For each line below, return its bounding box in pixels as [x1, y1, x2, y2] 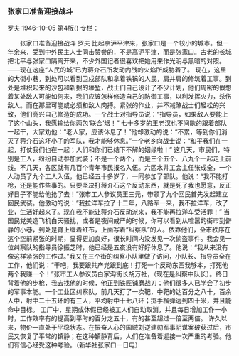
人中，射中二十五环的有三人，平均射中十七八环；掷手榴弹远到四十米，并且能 [7, 296, 232, 305]
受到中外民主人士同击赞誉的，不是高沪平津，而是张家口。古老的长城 [31, 48, 232, 56]
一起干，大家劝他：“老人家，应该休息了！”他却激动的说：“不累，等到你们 [7, 128, 222, 136]
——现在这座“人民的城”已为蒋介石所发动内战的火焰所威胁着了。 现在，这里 [7, 65, 227, 74]
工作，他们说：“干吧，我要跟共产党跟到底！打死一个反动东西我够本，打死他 [7, 261, 229, 269]
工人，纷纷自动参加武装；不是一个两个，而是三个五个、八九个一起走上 [19, 154, 225, 163]
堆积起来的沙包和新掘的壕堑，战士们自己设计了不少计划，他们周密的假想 [19, 83, 232, 92]
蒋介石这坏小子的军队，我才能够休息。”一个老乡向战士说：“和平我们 [19, 136, 216, 145]
